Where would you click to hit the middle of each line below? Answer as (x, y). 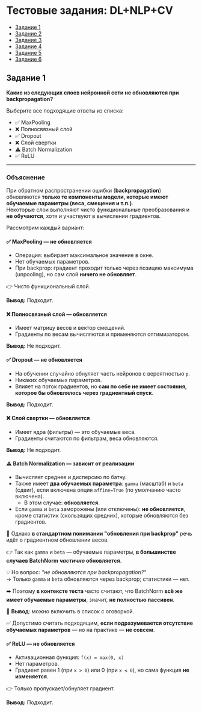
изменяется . (32, 676)
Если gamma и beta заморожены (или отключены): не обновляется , (100, 509)
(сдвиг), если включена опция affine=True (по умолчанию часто (98, 490)
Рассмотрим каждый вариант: (45, 228)
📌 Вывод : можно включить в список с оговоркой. (70, 611)
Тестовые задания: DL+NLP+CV (90, 11)
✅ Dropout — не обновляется (44, 360)
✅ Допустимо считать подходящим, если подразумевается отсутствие (100, 623)
